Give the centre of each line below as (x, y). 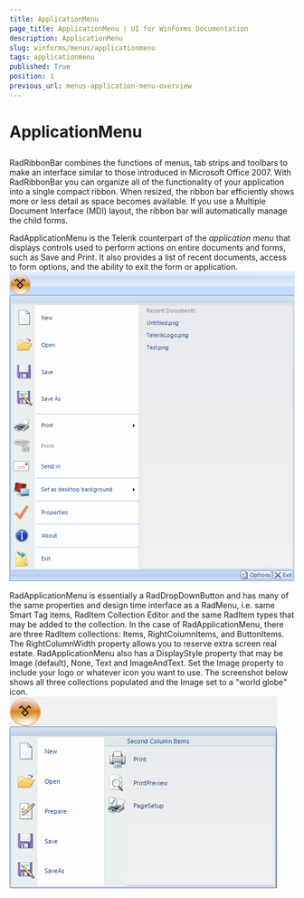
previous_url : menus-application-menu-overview (101, 86)
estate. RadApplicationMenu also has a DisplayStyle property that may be (146, 653)
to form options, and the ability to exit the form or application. (123, 267)
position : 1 (32, 77)
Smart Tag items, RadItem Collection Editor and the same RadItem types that (152, 615)
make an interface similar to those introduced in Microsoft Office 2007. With (151, 173)
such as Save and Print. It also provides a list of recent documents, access (148, 257)
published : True (40, 67)
